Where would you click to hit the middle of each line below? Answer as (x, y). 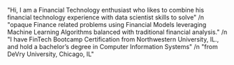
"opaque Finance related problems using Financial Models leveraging (107, 25)
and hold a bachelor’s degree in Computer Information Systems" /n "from (112, 47)
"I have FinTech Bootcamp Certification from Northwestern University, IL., (113, 39)
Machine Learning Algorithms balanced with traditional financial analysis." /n (117, 32)
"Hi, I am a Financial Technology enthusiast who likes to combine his (106, 10)
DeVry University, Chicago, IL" (51, 54)
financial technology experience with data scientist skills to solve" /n (106, 17)
